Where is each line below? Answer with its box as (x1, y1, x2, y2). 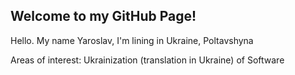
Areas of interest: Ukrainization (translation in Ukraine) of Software (10, 54, 285, 66)
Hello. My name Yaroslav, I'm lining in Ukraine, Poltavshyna (10, 34, 254, 46)
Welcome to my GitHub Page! (10, 8, 197, 25)
